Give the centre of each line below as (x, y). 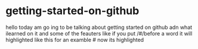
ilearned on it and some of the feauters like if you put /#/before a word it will (99, 33)
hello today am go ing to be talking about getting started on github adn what (99, 27)
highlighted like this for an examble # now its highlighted (75, 40)
